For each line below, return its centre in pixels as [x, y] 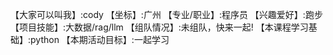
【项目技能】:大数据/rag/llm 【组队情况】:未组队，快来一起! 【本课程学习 [159, 27]
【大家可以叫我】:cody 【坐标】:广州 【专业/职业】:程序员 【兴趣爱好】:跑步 [166, 14]
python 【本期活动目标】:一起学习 [100, 39]
